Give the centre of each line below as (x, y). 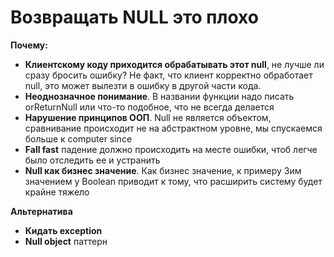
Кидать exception (63, 230)
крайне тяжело (57, 192)
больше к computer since (78, 138)
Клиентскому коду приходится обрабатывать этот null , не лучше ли (174, 64)
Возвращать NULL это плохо (134, 17)
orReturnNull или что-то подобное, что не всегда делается (149, 107)
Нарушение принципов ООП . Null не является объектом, (148, 117)
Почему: (29, 45)
